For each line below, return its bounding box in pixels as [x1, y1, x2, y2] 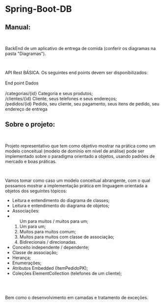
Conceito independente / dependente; [12, 244, 90, 250]
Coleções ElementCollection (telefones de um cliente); [12, 270, 122, 276]
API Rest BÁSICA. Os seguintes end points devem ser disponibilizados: [5, 70, 148, 76]
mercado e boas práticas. [5, 158, 57, 164]
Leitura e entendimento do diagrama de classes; [12, 197, 110, 203]
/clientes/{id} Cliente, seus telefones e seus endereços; [5, 96, 117, 102]
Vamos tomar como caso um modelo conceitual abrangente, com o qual [5, 178, 150, 183]
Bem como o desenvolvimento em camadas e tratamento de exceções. [5, 294, 148, 300]
